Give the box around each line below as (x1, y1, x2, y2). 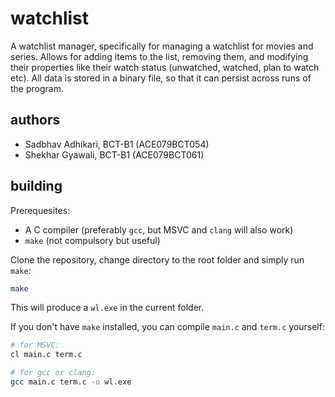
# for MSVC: (10, 340, 60, 351)
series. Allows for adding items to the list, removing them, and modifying (10, 50, 309, 62)
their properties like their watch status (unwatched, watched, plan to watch (10, 61, 320, 73)
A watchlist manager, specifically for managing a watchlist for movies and (10, 40, 314, 52)
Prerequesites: (10, 204, 71, 216)
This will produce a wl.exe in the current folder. (10, 302, 205, 314)
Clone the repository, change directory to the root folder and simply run (10, 253, 305, 266)
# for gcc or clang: (10, 368, 97, 378)
